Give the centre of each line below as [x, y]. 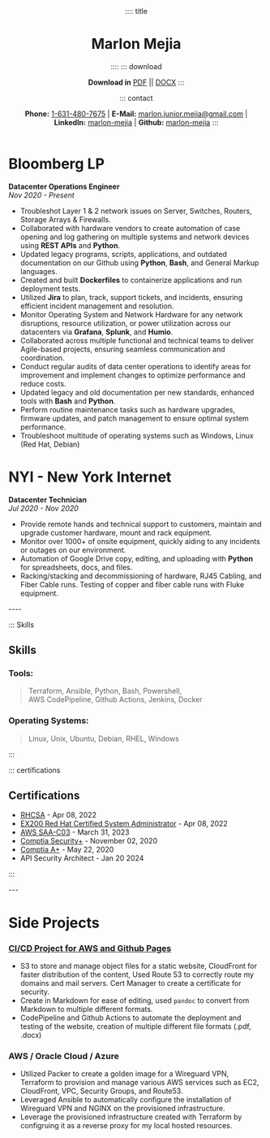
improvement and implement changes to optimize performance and [133, 375]
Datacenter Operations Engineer [64, 186]
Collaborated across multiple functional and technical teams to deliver [137, 340]
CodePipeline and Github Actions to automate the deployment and [131, 1018]
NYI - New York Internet [90, 477]
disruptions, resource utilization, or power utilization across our [125, 323]
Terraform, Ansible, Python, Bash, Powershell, [105, 691]
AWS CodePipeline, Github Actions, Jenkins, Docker [115, 700]
